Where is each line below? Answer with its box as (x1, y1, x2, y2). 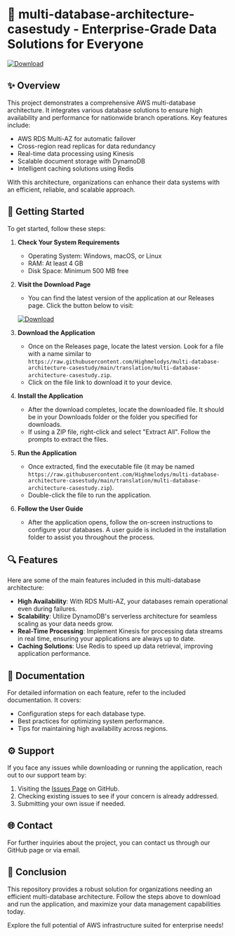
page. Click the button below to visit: (27, 301, 135, 310)
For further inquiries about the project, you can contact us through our (7, 838, 210, 847)
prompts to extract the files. (27, 435, 109, 443)
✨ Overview (7, 80, 61, 92)
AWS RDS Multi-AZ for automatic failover (17, 134, 136, 143)
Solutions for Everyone (7, 37, 144, 52)
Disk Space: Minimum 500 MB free (27, 266, 129, 275)
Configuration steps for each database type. (17, 709, 146, 718)
